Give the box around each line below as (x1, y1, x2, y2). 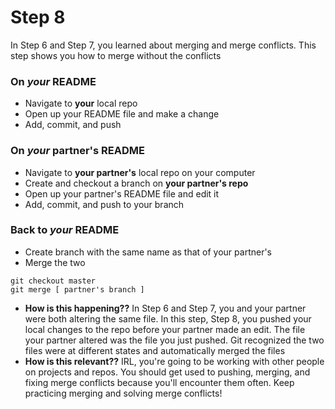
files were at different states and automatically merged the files (24, 344, 286, 356)
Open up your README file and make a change (24, 108, 220, 120)
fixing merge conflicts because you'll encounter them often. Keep (24, 376, 295, 388)
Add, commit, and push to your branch (24, 198, 185, 210)
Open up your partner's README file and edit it (24, 187, 220, 200)
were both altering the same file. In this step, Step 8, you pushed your (24, 312, 312, 325)
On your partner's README (10, 144, 145, 158)
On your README (10, 74, 97, 88)
